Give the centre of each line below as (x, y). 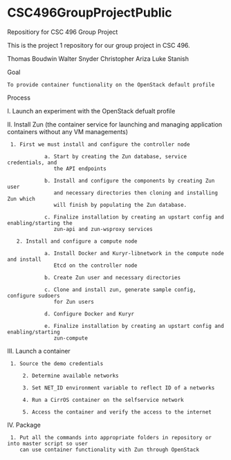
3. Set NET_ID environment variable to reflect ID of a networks (119, 388)
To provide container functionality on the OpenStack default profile (111, 84)
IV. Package (24, 425)
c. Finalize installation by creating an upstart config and (134, 217)
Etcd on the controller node (95, 265)
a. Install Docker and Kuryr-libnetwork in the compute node (134, 253)
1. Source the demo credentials (57, 364)
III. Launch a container (39, 351)
